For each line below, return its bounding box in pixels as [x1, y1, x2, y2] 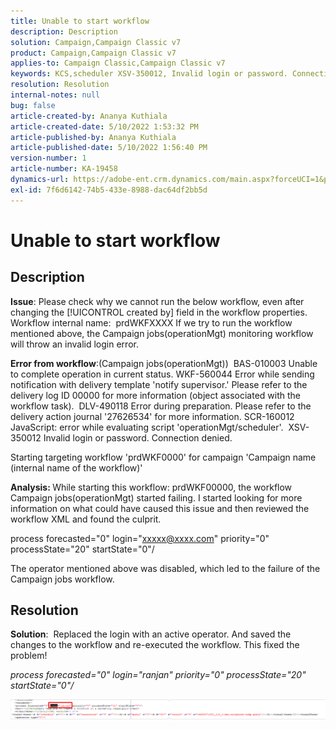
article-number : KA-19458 [10, 164, 118, 174]
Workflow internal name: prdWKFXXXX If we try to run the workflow [10, 316, 293, 329]
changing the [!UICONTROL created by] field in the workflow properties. [10, 306, 308, 318]
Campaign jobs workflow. [10, 573, 115, 585]
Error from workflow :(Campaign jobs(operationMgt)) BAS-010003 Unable [10, 357, 318, 369]
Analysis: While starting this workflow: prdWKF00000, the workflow [10, 481, 293, 493]
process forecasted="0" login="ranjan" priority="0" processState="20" [10, 669, 307, 681]
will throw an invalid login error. [10, 338, 139, 350]
